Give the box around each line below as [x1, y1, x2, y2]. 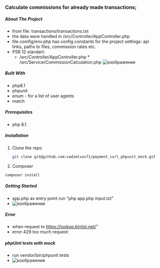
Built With [5, 70, 26, 76]
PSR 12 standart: [12, 49, 45, 54]
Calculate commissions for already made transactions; [5, 4, 137, 11]
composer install [5, 172, 40, 178]
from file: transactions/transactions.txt [12, 28, 89, 34]
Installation [5, 133, 29, 139]
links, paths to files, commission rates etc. [12, 43, 96, 50]
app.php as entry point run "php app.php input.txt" [12, 195, 114, 201]
